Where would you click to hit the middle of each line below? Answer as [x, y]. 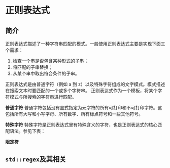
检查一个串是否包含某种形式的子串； [50, 61]
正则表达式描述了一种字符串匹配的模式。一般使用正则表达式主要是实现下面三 [85, 44]
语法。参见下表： [27, 131]
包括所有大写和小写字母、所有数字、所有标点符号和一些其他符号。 [74, 114]
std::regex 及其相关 [36, 159]
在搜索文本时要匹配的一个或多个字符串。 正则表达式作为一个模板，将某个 [81, 91]
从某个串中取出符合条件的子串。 [46, 73]
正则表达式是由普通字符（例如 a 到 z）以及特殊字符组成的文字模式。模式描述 [85, 84]
